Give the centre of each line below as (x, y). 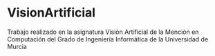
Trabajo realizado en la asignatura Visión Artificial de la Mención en (103, 32)
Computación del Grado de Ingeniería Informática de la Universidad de (108, 39)
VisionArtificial (51, 13)
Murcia (17, 46)
